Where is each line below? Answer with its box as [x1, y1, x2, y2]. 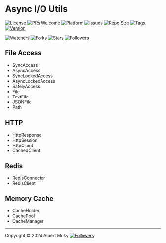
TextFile [12, 94, 29, 99]
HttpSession [12, 137, 38, 143]
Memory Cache [5, 194, 54, 203]
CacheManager [12, 218, 44, 224]
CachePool [12, 213, 35, 219]
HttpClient [12, 142, 34, 148]
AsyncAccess [12, 67, 41, 73]
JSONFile [12, 99, 32, 105]
